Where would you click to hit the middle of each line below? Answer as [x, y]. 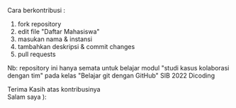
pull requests [36, 54]
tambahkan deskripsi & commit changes [76, 47]
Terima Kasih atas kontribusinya [54, 89]
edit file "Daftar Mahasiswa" [59, 32]
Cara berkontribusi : [36, 10]
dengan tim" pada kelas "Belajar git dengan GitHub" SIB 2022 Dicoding [111, 75]
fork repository [39, 24]
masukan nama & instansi [55, 39]
